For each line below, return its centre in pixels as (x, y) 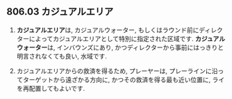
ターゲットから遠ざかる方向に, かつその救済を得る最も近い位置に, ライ (124, 79)
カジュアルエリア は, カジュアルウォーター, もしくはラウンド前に (108, 30)
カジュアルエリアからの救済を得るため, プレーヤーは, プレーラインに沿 (117, 70)
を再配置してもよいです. (51, 88)
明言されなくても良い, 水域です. (61, 56)
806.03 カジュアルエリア (60, 12)
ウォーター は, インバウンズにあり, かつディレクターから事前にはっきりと (120, 47)
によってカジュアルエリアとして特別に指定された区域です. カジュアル (127, 38)
